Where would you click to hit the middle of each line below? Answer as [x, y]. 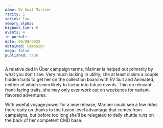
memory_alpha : [20, 23]
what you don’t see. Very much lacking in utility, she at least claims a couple [82, 75]
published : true [22, 55]
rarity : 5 [15, 14]
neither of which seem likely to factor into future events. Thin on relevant [78, 85]
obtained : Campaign [25, 46]
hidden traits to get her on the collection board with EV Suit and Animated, [80, 79]
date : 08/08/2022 [23, 42]
